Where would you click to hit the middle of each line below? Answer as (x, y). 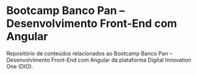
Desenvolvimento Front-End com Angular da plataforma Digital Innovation (99, 60)
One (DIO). (20, 66)
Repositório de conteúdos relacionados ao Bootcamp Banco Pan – (89, 53)
